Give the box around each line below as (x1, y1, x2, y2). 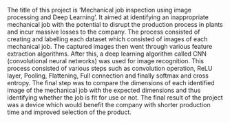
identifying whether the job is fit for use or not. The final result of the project (7, 93, 223, 102)
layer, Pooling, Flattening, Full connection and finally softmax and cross (7, 71, 209, 80)
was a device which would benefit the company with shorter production (7, 101, 211, 109)
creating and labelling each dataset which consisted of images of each (7, 35, 208, 43)
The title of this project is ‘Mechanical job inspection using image (7, 6, 191, 14)
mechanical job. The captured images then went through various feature (7, 43, 213, 50)
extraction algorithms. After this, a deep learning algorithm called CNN (7, 49, 207, 58)
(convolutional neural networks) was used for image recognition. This (7, 57, 205, 65)
